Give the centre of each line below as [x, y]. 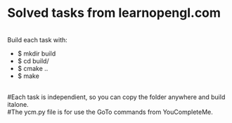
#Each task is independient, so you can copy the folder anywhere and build [116, 97]
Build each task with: [38, 39]
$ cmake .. [33, 68]
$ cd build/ [33, 60]
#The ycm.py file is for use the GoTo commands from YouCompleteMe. [110, 112]
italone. [18, 104]
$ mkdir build [37, 53]
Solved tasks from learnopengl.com [114, 13]
